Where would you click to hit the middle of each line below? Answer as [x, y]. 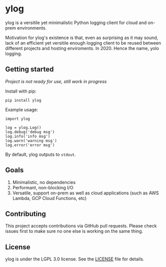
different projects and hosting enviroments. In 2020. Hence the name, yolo [82, 48]
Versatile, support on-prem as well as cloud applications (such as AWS [86, 193]
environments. [32, 28]
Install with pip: [21, 91]
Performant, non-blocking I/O [43, 187]
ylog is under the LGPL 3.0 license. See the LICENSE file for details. [75, 259]
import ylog [18, 119]
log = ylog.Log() [23, 127]
